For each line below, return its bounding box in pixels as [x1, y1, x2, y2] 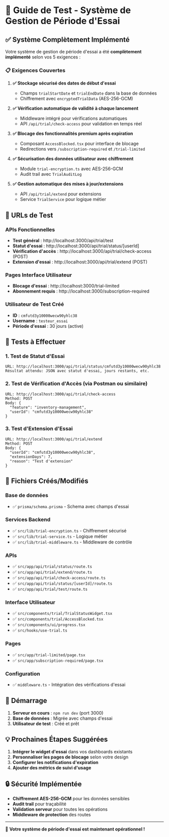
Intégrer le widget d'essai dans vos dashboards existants [12, 748, 133, 754]
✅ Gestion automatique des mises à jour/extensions [12, 181, 124, 187]
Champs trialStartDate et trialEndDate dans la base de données [20, 90, 157, 96]
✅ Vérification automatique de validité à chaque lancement [12, 105, 139, 111]
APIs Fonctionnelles [5, 226, 55, 233]
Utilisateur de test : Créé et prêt [12, 720, 79, 727]
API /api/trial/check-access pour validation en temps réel [20, 121, 142, 127]
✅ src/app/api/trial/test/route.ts [12, 586, 88, 592]
